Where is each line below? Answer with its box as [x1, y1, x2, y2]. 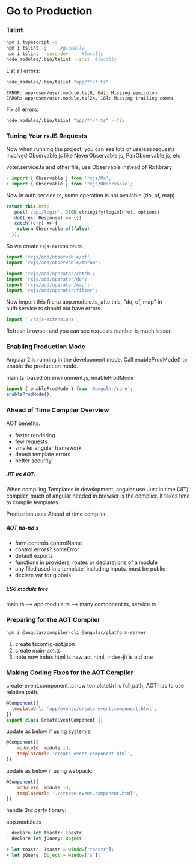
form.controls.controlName [14, 539, 82, 547]
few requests [14, 438, 48, 445]
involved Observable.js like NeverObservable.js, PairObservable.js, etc [6, 152, 181, 159]
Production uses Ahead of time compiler [6, 510, 106, 517]
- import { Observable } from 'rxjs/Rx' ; [6, 175, 112, 182]
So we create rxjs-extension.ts [6, 243, 82, 250]
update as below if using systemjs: [6, 728, 92, 735]
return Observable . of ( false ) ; [17, 226, 93, 232]
